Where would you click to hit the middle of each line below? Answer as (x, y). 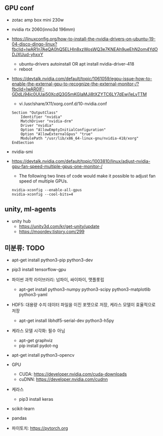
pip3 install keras (36, 399)
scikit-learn (23, 409)
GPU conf (20, 8)
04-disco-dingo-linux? (34, 44)
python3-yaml (33, 295)
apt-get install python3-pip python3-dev (52, 260)
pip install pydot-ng (38, 346)
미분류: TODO (25, 248)
